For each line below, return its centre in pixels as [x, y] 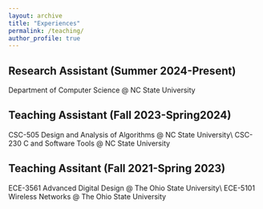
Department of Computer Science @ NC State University [102, 90]
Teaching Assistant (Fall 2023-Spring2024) [120, 115]
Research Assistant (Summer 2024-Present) [122, 70]
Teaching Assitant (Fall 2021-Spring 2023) [117, 168]
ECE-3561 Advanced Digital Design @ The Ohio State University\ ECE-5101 [131, 188]
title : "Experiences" [45, 23]
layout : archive [35, 16]
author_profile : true [45, 38]
